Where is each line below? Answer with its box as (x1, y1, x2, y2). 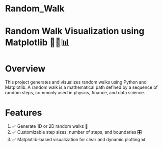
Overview (5, 63, 46, 74)
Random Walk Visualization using (5, 26, 145, 37)
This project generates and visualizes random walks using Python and (5, 79, 147, 85)
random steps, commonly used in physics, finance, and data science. (5, 90, 145, 96)
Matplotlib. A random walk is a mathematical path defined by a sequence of (5, 84, 158, 90)
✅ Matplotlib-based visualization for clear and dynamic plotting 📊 (12, 137, 146, 143)
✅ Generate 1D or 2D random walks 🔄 (12, 123, 88, 129)
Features (5, 107, 42, 118)
